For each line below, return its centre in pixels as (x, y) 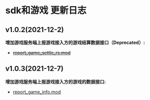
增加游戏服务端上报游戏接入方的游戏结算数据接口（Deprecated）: (75, 42)
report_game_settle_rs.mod (42, 53)
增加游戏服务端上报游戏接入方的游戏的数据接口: (56, 82)
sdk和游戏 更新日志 (46, 10)
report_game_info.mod (37, 92)
